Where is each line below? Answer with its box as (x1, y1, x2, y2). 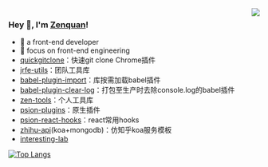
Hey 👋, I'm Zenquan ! (8, 19, 89, 30)
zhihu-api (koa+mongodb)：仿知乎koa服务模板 (19, 125, 172, 135)
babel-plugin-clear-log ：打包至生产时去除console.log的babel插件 (19, 85, 235, 95)
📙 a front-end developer (19, 38, 100, 47)
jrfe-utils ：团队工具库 (19, 66, 90, 75)
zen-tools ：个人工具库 (19, 95, 94, 105)
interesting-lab (19, 134, 69, 144)
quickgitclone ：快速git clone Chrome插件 (19, 55, 156, 65)
